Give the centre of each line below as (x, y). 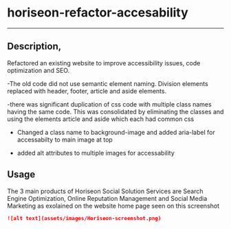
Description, (34, 46)
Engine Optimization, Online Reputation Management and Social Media (107, 198)
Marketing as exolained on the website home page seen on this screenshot (113, 206)
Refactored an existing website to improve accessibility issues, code (104, 63)
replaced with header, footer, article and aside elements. (87, 91)
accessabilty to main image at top (65, 140)
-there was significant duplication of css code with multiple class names (109, 104)
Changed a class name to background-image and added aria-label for (116, 132)
